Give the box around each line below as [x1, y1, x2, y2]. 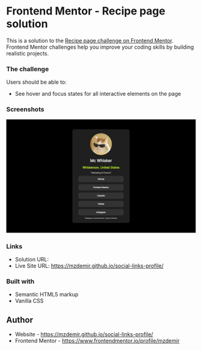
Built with [6, 277, 35, 286]
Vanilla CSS [14, 297, 44, 305]
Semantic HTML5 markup [14, 291, 79, 298]
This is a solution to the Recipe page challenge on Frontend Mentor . [6, 37, 174, 44]
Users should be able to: [6, 78, 67, 86]
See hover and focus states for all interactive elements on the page [14, 90, 182, 98]
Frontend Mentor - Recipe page [6, 4, 165, 18]
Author [6, 314, 33, 325]
